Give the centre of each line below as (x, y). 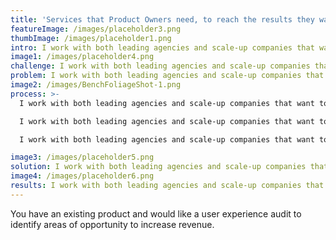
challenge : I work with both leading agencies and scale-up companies (160, 66)
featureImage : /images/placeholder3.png (96, 29)
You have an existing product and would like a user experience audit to (156, 213)
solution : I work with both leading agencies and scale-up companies (158, 167)
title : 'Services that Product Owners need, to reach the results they (162, 19)
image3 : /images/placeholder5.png (82, 157)
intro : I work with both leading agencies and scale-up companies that (162, 47)
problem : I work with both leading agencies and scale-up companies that (167, 76)
